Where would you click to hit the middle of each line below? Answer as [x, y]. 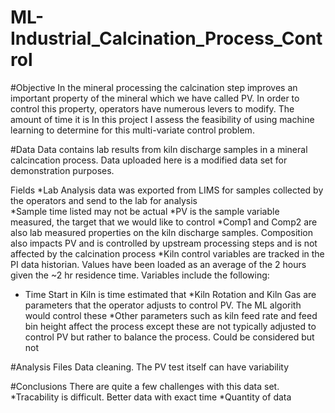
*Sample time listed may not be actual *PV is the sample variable [145, 211]
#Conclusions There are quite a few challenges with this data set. [145, 386]
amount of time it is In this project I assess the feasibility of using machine [162, 119]
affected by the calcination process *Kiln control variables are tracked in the [167, 253]
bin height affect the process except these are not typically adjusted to [170, 326]
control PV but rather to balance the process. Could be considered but [169, 337]
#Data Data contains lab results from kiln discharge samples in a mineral [159, 149]
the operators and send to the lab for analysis [104, 200]
